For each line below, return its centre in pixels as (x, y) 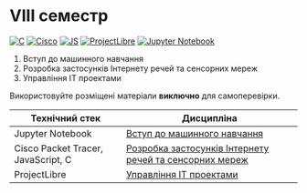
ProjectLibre (40, 174)
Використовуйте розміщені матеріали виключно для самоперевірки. (145, 96)
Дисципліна (209, 117)
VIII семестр (59, 16)
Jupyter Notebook (53, 133)
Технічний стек (66, 117)
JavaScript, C (43, 159)
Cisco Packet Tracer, (58, 148)
